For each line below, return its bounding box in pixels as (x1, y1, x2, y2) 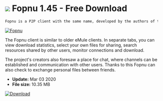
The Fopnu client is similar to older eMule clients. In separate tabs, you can (5, 37, 155, 43)
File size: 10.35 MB (12, 81, 50, 87)
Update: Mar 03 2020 (12, 76, 56, 82)
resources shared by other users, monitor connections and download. (5, 47, 145, 53)
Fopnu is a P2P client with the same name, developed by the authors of (5, 19, 155, 24)
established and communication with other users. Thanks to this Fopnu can (5, 61, 155, 68)
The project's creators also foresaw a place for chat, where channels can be (5, 57, 158, 62)
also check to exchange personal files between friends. (5, 67, 116, 72)
